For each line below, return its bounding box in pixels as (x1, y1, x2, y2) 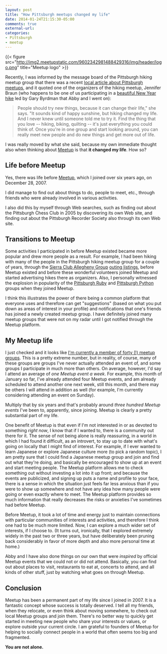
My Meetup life (5, 336, 53, 345)
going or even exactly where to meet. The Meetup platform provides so (5, 491, 152, 497)
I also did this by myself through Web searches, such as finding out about (5, 204, 156, 210)
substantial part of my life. (5, 413, 59, 419)
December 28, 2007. (5, 180, 47, 186)
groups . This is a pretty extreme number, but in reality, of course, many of (5, 355, 157, 361)
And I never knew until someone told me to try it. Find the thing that (17, 116, 156, 122)
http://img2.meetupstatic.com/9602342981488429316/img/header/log (16, 59, 162, 65)
